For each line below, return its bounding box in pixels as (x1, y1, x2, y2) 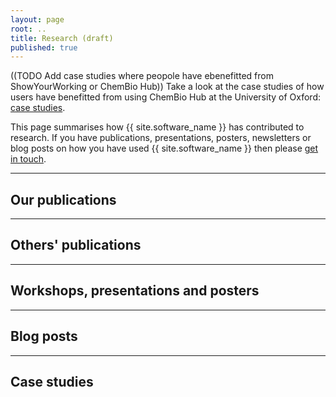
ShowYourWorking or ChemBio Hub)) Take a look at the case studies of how (10, 81, 325, 93)
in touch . (10, 153, 47, 165)
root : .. (10, 24, 47, 34)
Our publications (10, 191, 117, 208)
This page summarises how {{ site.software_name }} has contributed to (10, 121, 305, 133)
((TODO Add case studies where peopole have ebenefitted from (10, 70, 274, 82)
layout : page (10, 14, 65, 25)
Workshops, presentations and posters (10, 282, 260, 300)
